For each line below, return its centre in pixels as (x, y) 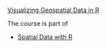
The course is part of (38, 23)
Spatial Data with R (45, 37)
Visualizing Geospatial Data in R (53, 10)
